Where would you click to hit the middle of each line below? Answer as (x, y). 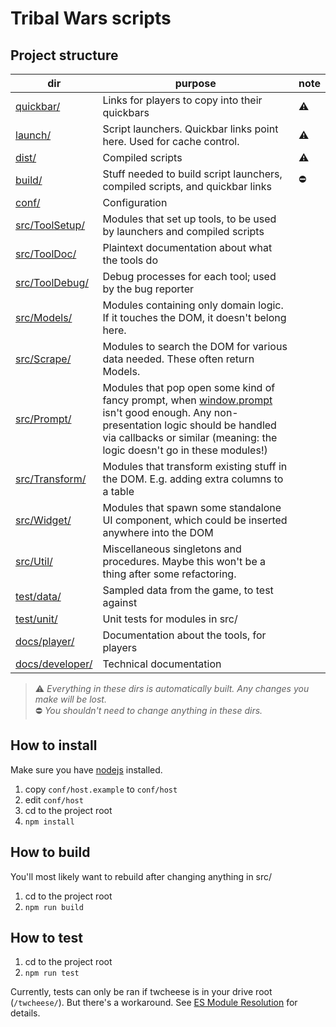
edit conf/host (54, 799)
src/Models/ (44, 317)
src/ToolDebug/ (52, 282)
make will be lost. (70, 699)
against (120, 602)
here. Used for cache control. (171, 141)
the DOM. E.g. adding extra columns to (193, 479)
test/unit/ (36, 619)
